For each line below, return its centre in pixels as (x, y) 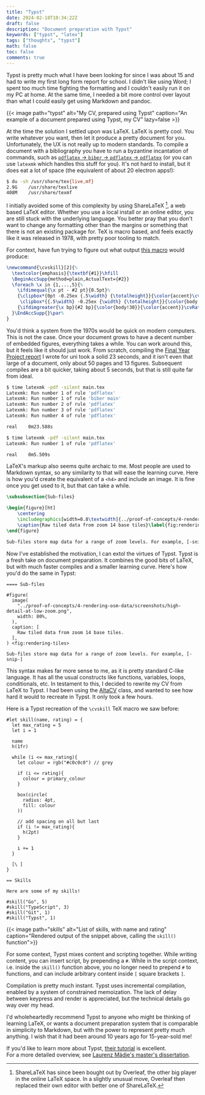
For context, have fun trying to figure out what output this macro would (95, 250)
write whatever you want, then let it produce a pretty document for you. (96, 138)
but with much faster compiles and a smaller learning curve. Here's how (97, 566)
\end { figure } (23, 531)
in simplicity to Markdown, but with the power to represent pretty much (95, 1030)
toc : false (20, 52)
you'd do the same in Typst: (41, 573)
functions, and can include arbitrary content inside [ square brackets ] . (96, 973)
